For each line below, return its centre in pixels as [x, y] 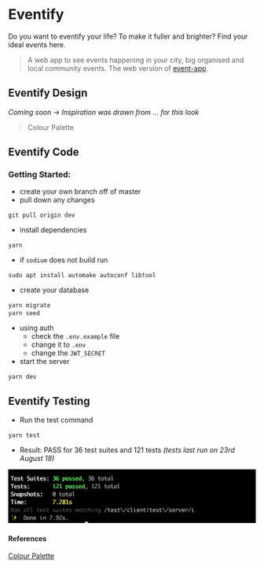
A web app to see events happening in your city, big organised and [136, 60]
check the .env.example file [75, 336]
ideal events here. [37, 44]
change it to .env [59, 345]
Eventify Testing [49, 401]
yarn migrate [29, 306]
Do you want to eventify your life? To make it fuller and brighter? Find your [128, 36]
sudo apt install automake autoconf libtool [82, 276]
